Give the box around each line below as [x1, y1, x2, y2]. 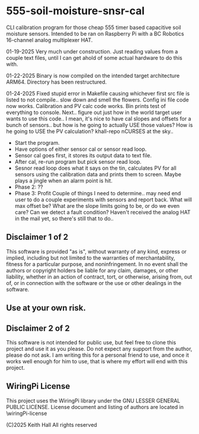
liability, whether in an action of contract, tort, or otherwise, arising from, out [6, 273, 192, 280]
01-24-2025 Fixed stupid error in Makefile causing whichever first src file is [6, 90, 190, 97]
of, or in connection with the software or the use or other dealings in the [6, 279, 182, 286]
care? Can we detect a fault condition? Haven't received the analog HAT [14, 208, 191, 216]
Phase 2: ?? [14, 183, 43, 191]
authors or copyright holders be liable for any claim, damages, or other [6, 267, 179, 274]
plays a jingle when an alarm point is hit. [14, 177, 113, 184]
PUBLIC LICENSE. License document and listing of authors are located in [6, 403, 184, 410]
